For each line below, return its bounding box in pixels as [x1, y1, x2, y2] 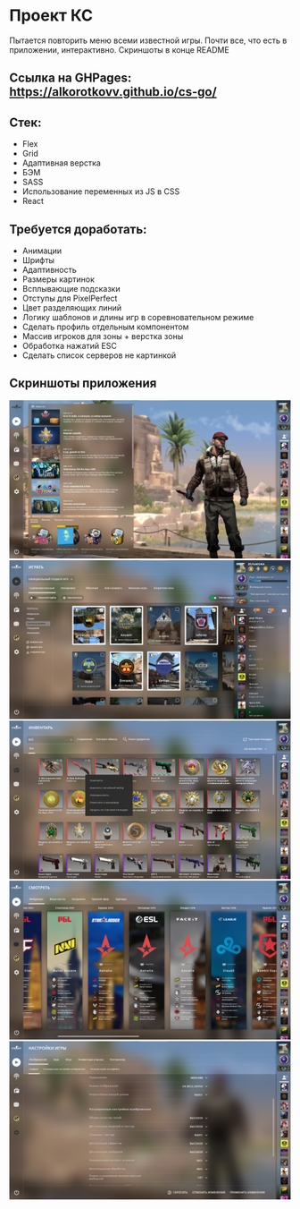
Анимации [21, 245, 62, 256]
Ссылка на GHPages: [9, 71, 132, 86]
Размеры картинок [21, 274, 96, 285]
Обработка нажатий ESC [21, 340, 118, 351]
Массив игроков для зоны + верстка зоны [21, 330, 184, 341]
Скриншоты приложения [9, 376, 157, 391]
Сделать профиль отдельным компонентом [21, 321, 189, 332]
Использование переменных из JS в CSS [21, 186, 180, 197]
